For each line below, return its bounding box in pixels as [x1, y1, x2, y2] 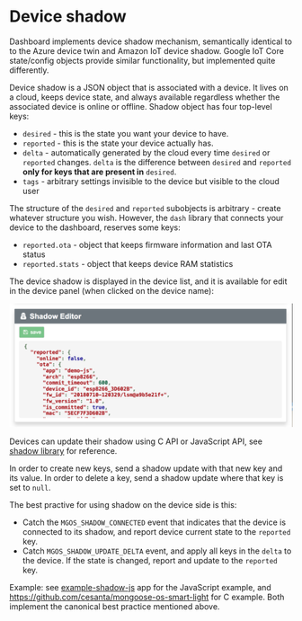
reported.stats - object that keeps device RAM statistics [22, 258, 234, 269]
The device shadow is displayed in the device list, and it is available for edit [9, 276, 288, 287]
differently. [9, 65, 49, 75]
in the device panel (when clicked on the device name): [9, 285, 214, 296]
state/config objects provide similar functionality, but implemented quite [9, 55, 276, 66]
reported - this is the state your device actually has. [22, 138, 214, 148]
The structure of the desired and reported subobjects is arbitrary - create [9, 202, 281, 213]
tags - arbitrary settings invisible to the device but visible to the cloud [22, 175, 280, 186]
